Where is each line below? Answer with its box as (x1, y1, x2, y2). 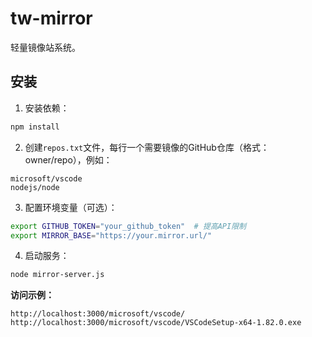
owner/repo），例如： (24, 153, 113, 166)
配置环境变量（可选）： (24, 201, 118, 213)
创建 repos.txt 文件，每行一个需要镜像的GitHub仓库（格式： (24, 141, 270, 153)
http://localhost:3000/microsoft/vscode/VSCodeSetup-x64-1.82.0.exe (10, 318, 302, 328)
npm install (10, 122, 60, 132)
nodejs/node (10, 182, 60, 192)
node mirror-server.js (10, 270, 105, 280)
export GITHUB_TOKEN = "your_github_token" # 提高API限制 (10, 221, 247, 231)
